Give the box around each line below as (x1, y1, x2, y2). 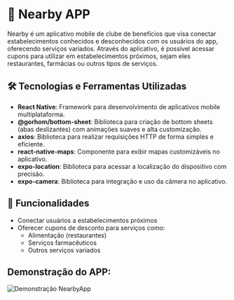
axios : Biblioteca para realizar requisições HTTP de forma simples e (17, 132, 214, 141)
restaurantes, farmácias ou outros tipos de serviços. (7, 59, 158, 67)
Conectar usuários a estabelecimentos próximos (17, 216, 158, 224)
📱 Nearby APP (7, 6, 91, 22)
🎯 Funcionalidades (7, 198, 90, 210)
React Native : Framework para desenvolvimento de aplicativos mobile (17, 102, 221, 111)
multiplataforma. (17, 110, 65, 118)
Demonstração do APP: (7, 266, 111, 278)
